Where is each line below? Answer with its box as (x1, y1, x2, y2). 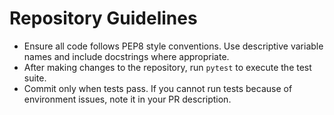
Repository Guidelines (9, 7, 198, 30)
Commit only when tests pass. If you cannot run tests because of (23, 82, 293, 94)
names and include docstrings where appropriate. (23, 50, 230, 62)
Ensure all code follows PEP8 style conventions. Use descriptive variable (23, 40, 324, 52)
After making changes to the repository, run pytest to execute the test (23, 61, 312, 73)
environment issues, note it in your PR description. (23, 93, 232, 105)
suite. (23, 72, 47, 84)
